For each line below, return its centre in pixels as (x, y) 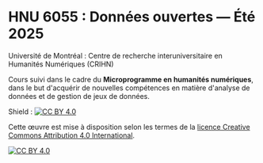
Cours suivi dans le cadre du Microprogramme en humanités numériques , (131, 79)
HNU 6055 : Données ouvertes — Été (132, 17)
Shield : (21, 112)
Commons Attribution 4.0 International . (72, 135)
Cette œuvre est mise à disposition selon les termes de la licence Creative (130, 127)
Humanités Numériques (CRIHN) (61, 64)
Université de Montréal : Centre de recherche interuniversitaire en (116, 55)
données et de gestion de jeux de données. (79, 96)
